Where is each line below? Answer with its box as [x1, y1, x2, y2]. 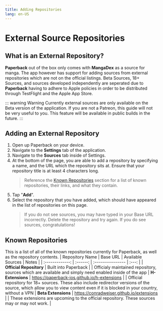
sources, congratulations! [24, 222, 75, 228]
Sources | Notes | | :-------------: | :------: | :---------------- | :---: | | [5, 259, 143, 265]
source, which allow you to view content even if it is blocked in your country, [5, 285, 158, 291]
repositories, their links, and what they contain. [24, 182, 118, 188]
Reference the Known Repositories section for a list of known [24, 178, 147, 183]
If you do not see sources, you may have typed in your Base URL [24, 212, 154, 217]
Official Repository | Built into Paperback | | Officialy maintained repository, [5, 264, 157, 270]
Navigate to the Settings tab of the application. [12, 147, 106, 153]
